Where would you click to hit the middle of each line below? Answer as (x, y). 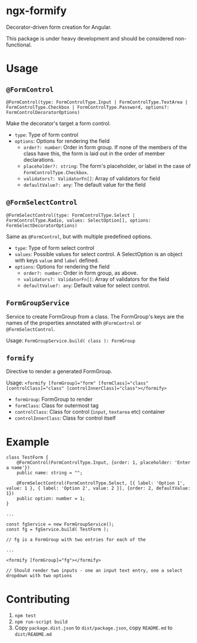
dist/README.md (33, 635)
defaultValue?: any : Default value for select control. (87, 285)
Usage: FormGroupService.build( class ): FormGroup (71, 340)
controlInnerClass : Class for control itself (65, 418)
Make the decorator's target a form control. (59, 123)
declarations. (39, 159)
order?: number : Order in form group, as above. (81, 273)
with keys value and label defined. (57, 260)
